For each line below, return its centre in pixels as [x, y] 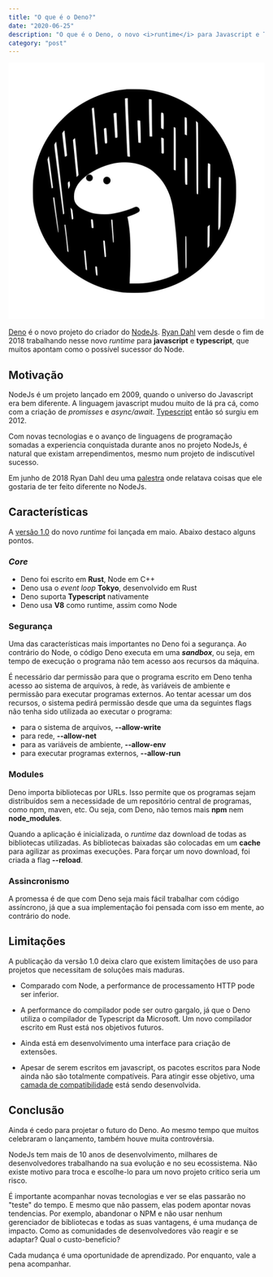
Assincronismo [39, 881]
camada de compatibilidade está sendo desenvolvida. [110, 1085]
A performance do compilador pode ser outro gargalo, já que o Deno [135, 1010]
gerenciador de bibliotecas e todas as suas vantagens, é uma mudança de [133, 1222]
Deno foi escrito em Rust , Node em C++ [88, 579]
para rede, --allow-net [58, 736]
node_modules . [35, 818]
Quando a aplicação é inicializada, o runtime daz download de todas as [128, 833]
